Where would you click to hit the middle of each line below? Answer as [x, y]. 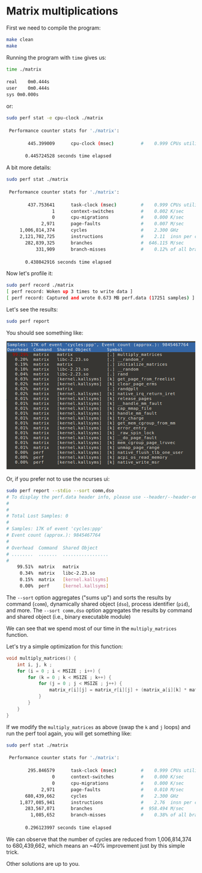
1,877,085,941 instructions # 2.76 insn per [106, 803]
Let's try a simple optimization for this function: [65, 646]
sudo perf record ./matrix [40, 285]
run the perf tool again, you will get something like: [69, 733]
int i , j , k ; [35, 665]
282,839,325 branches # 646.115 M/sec [105, 243]
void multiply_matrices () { [41, 658]
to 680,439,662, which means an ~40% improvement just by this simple [96, 845]
